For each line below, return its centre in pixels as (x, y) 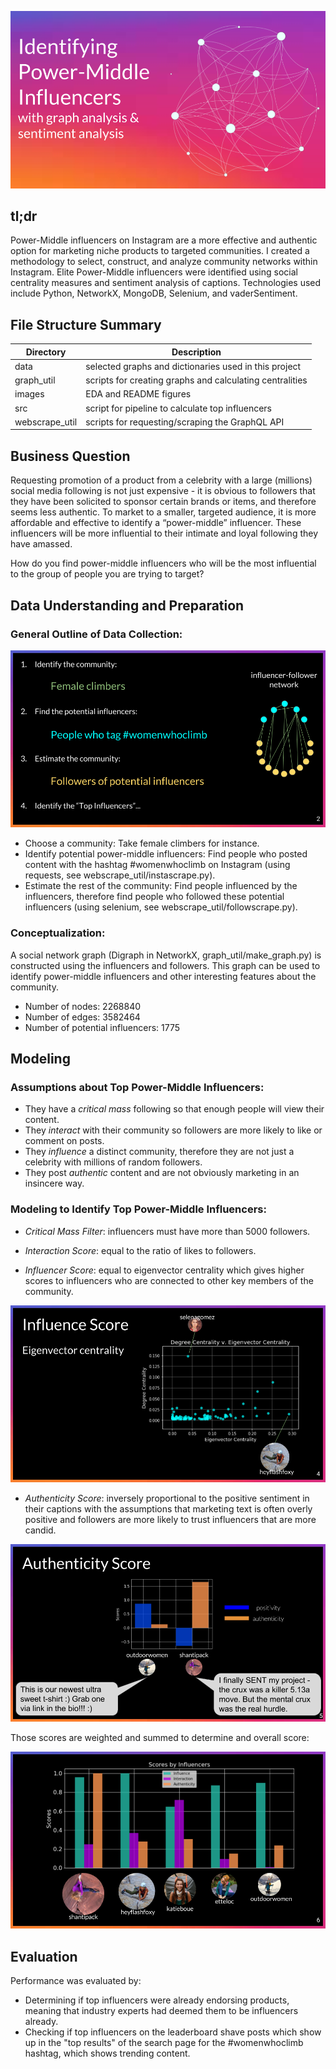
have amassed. (41, 544)
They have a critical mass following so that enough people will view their (174, 1109)
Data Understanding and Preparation (127, 605)
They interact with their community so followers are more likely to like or (173, 1130)
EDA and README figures (138, 394)
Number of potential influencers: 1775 (102, 1027)
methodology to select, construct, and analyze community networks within (164, 262)
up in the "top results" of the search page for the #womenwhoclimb (164, 2042)
